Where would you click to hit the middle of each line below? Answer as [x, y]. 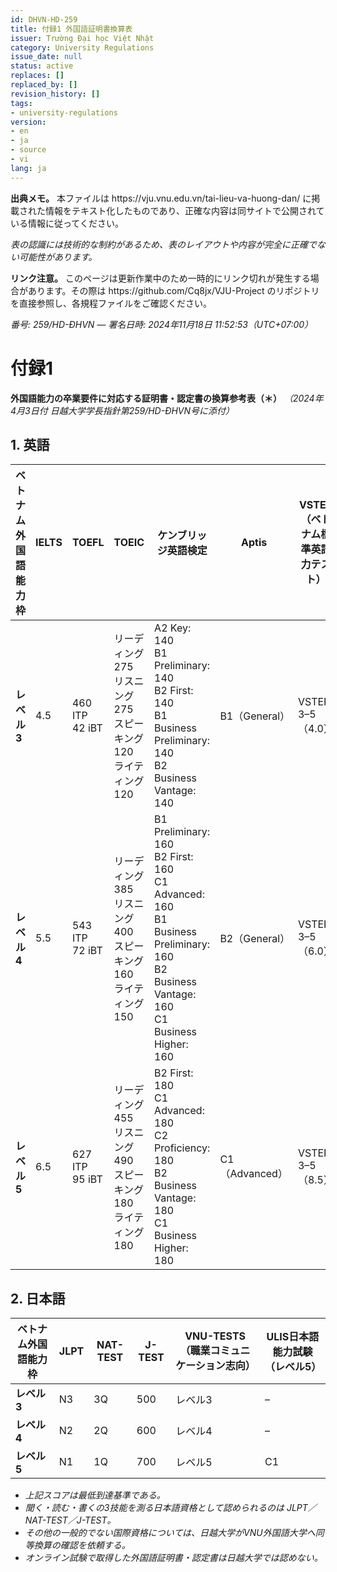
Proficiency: [182, 1148]
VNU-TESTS [215, 1336]
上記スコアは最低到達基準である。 [95, 1495]
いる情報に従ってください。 [67, 223]
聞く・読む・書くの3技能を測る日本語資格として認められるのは [154, 1508]
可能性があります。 [58, 257]
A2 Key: [173, 628]
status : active [42, 66]
